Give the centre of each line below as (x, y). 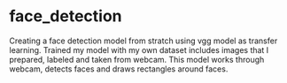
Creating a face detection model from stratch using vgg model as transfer (143, 41)
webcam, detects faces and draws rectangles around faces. (119, 69)
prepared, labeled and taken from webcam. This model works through (137, 59)
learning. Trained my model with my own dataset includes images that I (139, 49)
